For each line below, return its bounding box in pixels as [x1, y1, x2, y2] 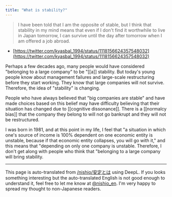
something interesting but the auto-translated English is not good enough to [5, 174, 165, 181]
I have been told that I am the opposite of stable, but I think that [17, 21, 152, 28]
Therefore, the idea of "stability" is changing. [5, 85, 100, 91]
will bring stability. [5, 154, 44, 160]
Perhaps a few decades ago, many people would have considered [5, 63, 145, 69]
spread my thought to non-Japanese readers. [5, 185, 101, 192]
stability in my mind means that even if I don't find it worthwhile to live [17, 27, 165, 33]
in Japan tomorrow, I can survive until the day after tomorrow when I [17, 32, 162, 38]
